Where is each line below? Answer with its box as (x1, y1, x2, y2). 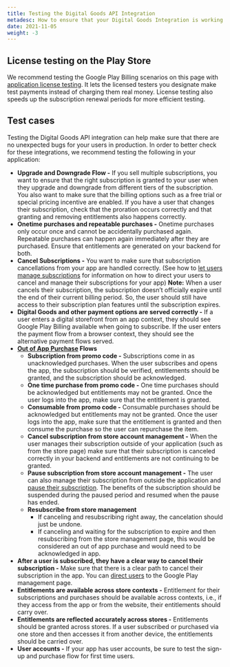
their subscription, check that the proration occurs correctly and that (17, 205, 212, 214)
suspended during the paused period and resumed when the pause (27, 491, 219, 499)
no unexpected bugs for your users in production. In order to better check (7, 141, 217, 149)
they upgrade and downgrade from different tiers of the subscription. (17, 183, 213, 192)
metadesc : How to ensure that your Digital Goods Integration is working (7, 17, 224, 23)
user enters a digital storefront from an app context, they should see (17, 315, 211, 323)
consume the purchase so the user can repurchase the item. (27, 424, 199, 433)
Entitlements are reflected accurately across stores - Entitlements (17, 615, 209, 624)
